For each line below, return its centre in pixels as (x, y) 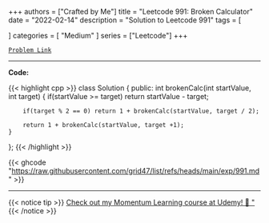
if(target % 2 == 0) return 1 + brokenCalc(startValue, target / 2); (141, 111)
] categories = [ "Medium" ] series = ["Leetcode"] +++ (98, 36)
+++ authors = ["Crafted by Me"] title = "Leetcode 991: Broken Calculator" (131, 12)
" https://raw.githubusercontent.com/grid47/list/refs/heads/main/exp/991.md (134, 171)
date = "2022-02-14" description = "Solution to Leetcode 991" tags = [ (125, 20)
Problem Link (30, 50)
